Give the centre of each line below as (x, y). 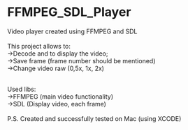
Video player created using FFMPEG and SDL (72, 31)
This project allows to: (39, 46)
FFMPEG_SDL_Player (69, 12)
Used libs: (22, 89)
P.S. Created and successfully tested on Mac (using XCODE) (94, 118)
